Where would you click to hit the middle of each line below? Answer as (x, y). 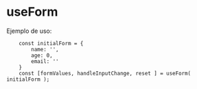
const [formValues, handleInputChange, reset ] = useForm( (105, 73)
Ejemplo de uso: (29, 31)
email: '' (45, 61)
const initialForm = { (51, 43)
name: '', (45, 49)
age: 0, (42, 55)
